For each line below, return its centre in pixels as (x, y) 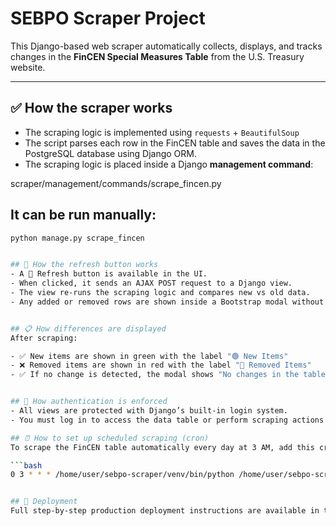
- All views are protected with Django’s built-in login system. (149, 411)
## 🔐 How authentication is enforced (89, 402)
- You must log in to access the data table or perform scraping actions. (169, 420)
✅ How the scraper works (91, 108)
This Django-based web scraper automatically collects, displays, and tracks (166, 46)
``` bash (26, 465)
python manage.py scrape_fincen (77, 238)
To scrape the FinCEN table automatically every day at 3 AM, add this (162, 447)
